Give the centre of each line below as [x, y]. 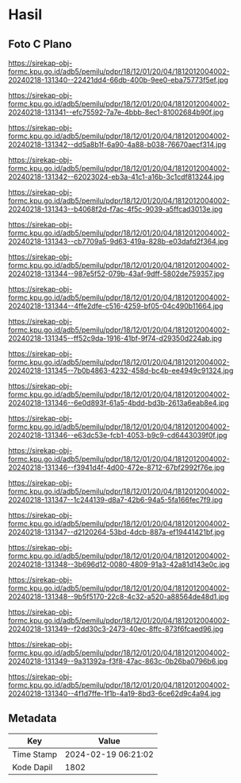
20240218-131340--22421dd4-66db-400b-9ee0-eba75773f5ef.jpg [118, 80]
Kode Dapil [33, 767]
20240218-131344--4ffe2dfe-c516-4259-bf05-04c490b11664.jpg [116, 306]
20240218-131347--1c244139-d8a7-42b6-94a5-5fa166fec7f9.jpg [116, 500]
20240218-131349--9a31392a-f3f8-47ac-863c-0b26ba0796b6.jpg [118, 661]
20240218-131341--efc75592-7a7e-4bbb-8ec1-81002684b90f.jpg [116, 112]
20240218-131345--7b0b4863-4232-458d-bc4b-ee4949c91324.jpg [121, 370]
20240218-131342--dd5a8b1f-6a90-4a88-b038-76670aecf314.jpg [117, 144]
